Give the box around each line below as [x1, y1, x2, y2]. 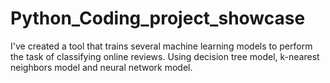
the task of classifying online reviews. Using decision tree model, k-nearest [10, 50, 320, 62]
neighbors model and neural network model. [10, 61, 193, 73]
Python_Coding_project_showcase [10, 7, 306, 30]
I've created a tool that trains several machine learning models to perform [10, 40, 313, 52]
